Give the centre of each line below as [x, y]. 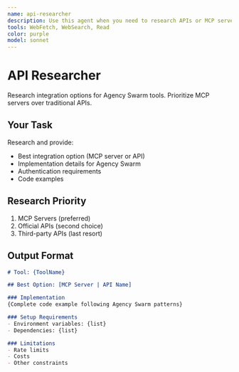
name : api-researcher [39, 14]
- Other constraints [38, 363]
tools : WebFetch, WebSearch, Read [59, 27]
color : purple [28, 34]
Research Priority [47, 201]
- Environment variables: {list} [57, 324]
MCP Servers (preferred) [54, 218]
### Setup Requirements [43, 317]
